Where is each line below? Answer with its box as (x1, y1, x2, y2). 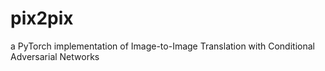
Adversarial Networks (10, 50, 100, 62)
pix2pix (10, 7, 74, 30)
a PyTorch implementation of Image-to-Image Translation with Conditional (10, 40, 315, 52)
